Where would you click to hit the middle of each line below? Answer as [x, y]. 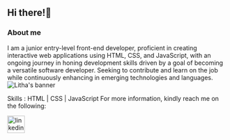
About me [24, 33]
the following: [27, 106]
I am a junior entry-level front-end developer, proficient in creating [102, 48]
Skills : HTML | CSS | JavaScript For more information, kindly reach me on [113, 98]
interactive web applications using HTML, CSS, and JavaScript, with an [109, 55]
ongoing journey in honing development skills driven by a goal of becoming [115, 63]
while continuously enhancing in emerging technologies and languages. [110, 77]
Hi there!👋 [30, 13]
